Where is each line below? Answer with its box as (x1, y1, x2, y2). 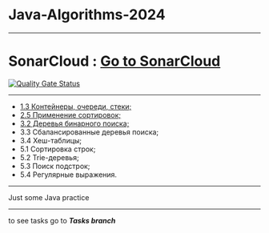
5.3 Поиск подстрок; (19, 161, 90, 171)
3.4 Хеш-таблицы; (19, 135, 82, 145)
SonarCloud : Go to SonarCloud (8, 52, 221, 70)
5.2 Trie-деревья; (19, 152, 79, 162)
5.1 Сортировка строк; (19, 144, 96, 154)
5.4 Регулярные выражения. (19, 170, 118, 179)
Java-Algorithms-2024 (8, 6, 166, 24)
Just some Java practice (8, 192, 90, 202)
